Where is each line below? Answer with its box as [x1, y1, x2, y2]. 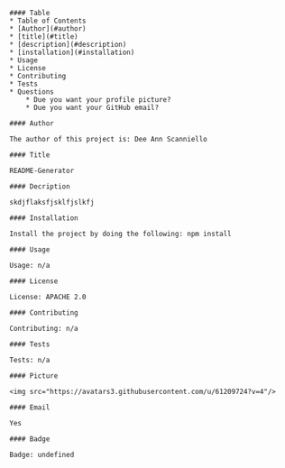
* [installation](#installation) [9, 48, 135, 57]
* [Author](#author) [9, 24, 87, 33]
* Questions [9, 87, 54, 96]
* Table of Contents [9, 16, 87, 25]
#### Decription [9, 182, 70, 191]
